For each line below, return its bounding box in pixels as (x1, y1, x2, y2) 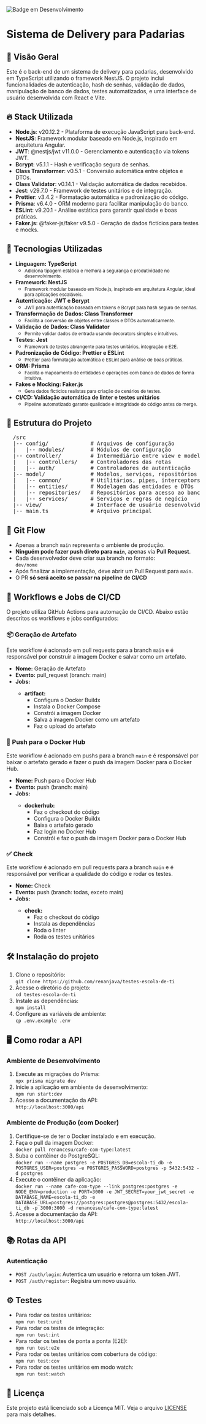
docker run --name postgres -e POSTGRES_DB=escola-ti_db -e (15, 1159, 172, 1166)
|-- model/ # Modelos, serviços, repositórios (12, 471, 197, 478)
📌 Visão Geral (6, 52, 59, 62)
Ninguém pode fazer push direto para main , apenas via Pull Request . (15, 548, 191, 555)
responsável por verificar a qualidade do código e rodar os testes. (6, 870, 173, 877)
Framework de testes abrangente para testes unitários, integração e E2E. (24, 344, 178, 350)
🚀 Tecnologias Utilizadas (6, 244, 102, 254)
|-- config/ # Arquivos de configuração (12, 440, 175, 447)
